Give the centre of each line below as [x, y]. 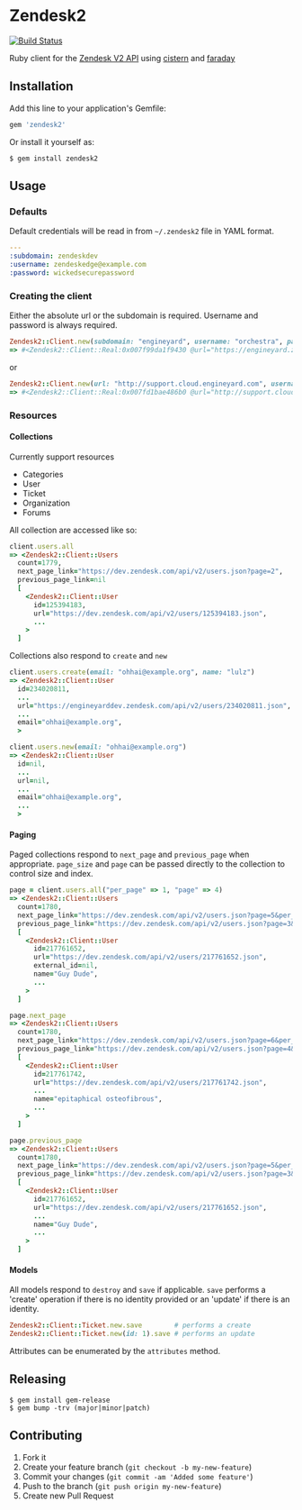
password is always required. [64, 325]
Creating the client [51, 296]
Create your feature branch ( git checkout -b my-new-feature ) [137, 1467]
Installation [41, 86]
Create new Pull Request [68, 1496]
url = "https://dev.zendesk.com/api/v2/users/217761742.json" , [150, 1082]
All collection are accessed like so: [73, 530]
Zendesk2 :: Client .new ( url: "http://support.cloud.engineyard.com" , [138, 384]
